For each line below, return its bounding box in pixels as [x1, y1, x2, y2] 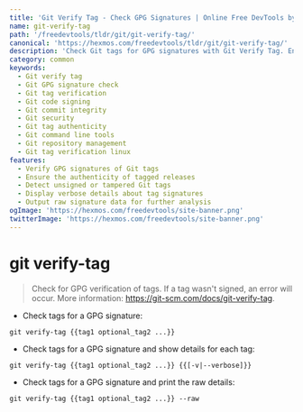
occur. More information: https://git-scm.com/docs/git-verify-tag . [31, 292, 275, 303]
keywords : [9, 64, 47, 73]
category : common [9, 55, 75, 64]
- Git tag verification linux [17, 147, 131, 156]
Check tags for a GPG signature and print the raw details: [22, 376, 235, 388]
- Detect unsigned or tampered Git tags [17, 181, 171, 190]
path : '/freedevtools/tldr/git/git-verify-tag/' [9, 30, 196, 39]
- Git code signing [17, 96, 91, 106]
